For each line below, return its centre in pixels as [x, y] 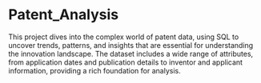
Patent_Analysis [63, 15]
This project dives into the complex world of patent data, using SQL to [124, 37]
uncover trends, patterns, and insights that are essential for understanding [131, 45]
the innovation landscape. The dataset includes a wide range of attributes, [131, 53]
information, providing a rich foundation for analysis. [95, 70]
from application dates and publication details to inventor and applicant [125, 62]
